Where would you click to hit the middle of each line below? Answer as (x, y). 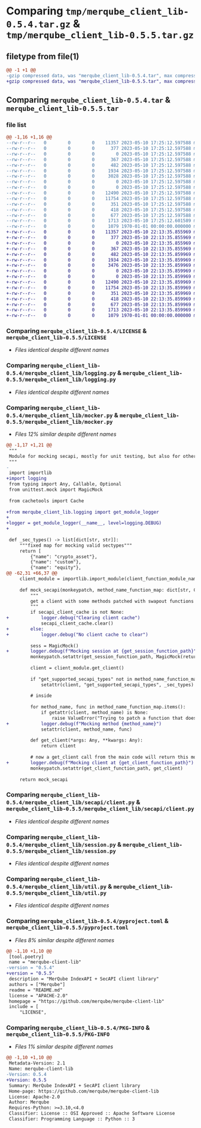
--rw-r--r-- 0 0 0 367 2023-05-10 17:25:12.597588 (99, 159)
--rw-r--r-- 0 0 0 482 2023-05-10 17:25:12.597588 (99, 165)
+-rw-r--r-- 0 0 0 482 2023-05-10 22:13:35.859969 (99, 254)
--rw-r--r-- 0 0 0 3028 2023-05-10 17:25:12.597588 (99, 176)
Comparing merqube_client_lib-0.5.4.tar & (88, 100)
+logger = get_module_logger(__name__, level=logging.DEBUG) (84, 523)
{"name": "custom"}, (56, 562)
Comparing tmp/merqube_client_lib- (98, 11)
